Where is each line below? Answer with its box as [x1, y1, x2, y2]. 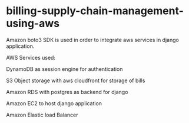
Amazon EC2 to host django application [6, 99, 102, 107]
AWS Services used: [6, 54, 56, 61]
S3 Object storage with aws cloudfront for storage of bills [6, 77, 145, 84]
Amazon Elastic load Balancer [6, 111, 78, 118]
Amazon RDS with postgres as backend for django [6, 88, 128, 95]
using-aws [6, 17, 60, 30]
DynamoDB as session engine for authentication [6, 65, 123, 72]
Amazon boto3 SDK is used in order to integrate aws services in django [6, 36, 180, 43]
